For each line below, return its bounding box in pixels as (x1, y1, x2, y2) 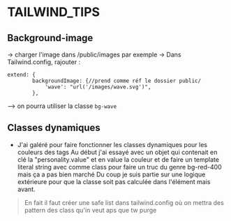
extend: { (7, 71, 36, 78)
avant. (17, 185, 36, 193)
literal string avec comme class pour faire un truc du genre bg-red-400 (17, 162, 222, 171)
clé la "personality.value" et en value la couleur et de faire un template (17, 155, 220, 164)
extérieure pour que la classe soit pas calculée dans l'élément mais (17, 177, 211, 185)
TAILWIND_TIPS (7, 4, 100, 20)
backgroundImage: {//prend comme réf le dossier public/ (32, 77, 201, 84)
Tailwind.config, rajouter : (7, 58, 81, 66)
